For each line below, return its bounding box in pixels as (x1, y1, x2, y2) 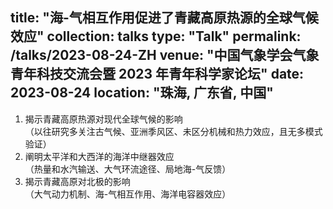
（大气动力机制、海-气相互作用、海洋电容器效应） (24, 188, 232, 200)
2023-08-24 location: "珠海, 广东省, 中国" (10, 84, 274, 102)
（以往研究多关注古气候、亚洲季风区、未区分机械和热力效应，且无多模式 (24, 125, 323, 137)
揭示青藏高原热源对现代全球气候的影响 (24, 113, 183, 125)
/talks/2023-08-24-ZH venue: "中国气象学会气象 (10, 47, 320, 64)
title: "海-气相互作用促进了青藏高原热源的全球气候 (10, 9, 319, 27)
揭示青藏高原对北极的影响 (24, 175, 131, 187)
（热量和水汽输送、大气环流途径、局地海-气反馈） (24, 163, 232, 175)
